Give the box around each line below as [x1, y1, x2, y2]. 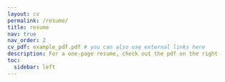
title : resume [7, 24, 50, 31]
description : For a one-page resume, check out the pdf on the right [7, 51, 219, 58]
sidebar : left [14, 63, 56, 71]
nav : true [7, 30, 37, 38]
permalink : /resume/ [7, 17, 69, 24]
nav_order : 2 [7, 37, 46, 44]
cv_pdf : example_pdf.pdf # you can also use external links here [7, 43, 205, 51]
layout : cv [7, 10, 40, 18]
